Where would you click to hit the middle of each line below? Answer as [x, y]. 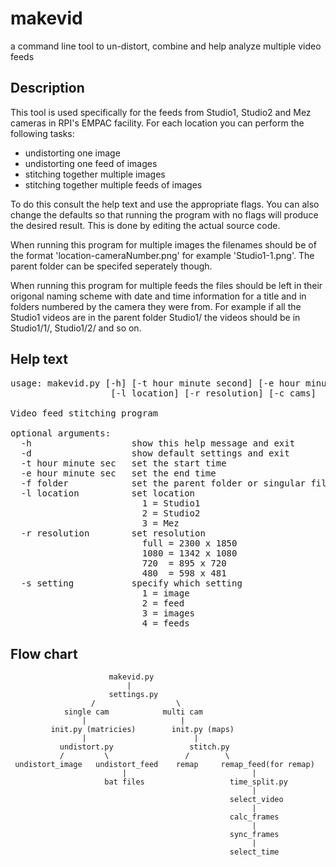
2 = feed [163, 603]
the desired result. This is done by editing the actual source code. [145, 225]
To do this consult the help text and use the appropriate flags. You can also [165, 204]
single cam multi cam [133, 712]
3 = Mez [160, 523]
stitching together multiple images [95, 174]
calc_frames [254, 817]
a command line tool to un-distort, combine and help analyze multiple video [166, 46]
